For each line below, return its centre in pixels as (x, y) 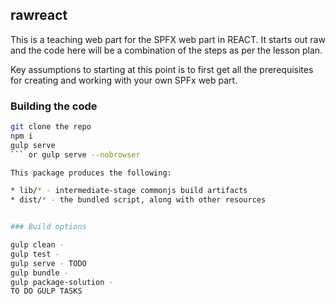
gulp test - (35, 254)
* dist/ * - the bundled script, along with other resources (138, 200)
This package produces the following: (91, 173)
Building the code (54, 106)
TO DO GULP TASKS (46, 291)
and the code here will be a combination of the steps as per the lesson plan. (166, 50)
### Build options (48, 227)
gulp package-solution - (62, 282)
